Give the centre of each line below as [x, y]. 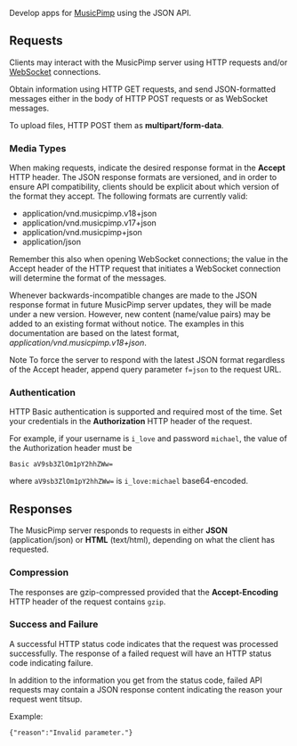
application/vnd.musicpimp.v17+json [89, 223]
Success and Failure [54, 625]
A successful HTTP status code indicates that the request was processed [144, 644]
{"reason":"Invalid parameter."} [71, 733]
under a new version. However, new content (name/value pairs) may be [140, 315]
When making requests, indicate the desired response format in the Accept [148, 168]
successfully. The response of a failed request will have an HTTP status [140, 653]
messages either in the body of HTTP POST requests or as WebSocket [139, 98]
